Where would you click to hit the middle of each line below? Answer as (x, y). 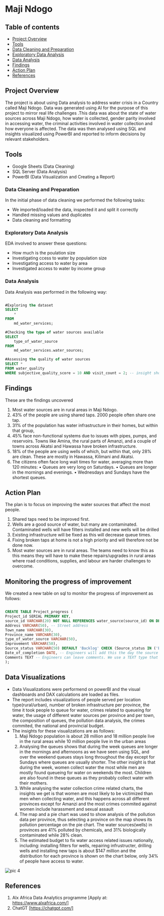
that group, (23, 431)
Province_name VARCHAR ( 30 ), (34, 635)
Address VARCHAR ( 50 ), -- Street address (47, 625)
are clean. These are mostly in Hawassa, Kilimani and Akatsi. (73, 457)
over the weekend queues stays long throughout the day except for (87, 757)
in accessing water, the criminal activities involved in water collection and (79, 123)
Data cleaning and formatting (41, 220)
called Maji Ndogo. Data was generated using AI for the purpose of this (77, 108)
